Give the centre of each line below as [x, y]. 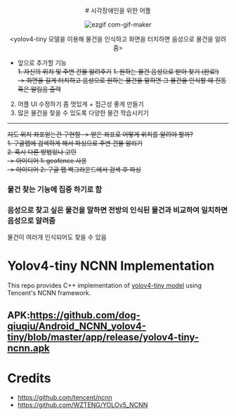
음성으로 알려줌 [32, 221]
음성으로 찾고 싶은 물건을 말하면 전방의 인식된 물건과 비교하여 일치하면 [118, 210]
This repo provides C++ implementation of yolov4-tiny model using [105, 285]
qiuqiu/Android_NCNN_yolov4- [77, 326]
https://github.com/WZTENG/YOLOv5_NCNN [83, 405]
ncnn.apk [29, 348]
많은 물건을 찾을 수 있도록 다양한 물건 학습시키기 [83, 113]
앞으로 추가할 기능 [42, 63]
